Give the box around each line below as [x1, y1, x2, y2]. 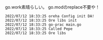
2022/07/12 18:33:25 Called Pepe [5, 27, 73, 31]
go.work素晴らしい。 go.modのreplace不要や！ [5, 4, 100, 10]
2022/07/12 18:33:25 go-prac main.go [5, 22, 82, 27]
